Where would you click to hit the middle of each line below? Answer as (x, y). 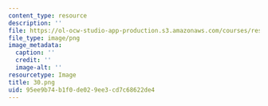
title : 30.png (32, 82)
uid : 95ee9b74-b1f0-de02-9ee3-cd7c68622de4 (82, 90)
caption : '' (35, 53)
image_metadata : (35, 45)
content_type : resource (48, 16)
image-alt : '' (39, 68)
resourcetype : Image (43, 75)
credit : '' (33, 61)
